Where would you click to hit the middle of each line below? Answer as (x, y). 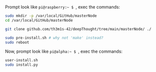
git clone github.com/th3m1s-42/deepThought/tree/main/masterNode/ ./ (78, 29)
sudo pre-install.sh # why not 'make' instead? (54, 38)
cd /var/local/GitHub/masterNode (39, 20)
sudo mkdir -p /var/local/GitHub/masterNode (51, 16)
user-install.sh (21, 60)
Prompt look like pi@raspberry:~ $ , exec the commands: (63, 7)
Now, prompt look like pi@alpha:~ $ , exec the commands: (64, 51)
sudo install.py (21, 65)
